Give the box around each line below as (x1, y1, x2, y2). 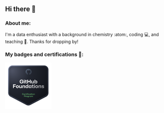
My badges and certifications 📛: (5, 51, 84, 57)
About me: (5, 20, 31, 27)
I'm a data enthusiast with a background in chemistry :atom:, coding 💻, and (5, 31, 159, 37)
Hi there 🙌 (5, 5, 36, 13)
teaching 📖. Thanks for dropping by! (5, 38, 79, 45)
